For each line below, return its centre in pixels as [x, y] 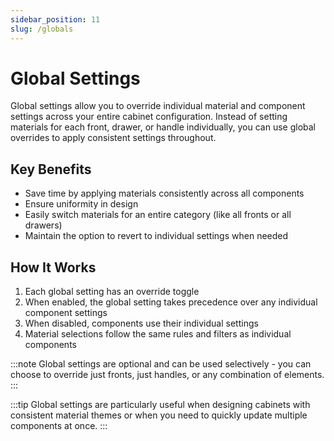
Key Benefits [51, 169]
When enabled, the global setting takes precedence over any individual [171, 302]
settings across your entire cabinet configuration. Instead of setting [149, 117]
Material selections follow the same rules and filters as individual [158, 334]
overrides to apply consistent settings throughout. [113, 138]
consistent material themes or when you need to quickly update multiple [159, 415]
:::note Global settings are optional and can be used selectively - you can [161, 364]
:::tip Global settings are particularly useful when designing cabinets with [160, 405]
